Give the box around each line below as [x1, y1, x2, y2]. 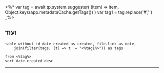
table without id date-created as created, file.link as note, [5, 41, 137, 46]
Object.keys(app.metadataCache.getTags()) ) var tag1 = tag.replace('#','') [5, 9, 153, 15]
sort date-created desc [5, 58, 54, 63]
